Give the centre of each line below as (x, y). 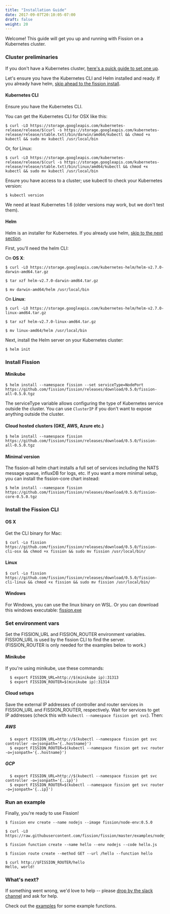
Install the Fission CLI (32, 510)
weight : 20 (17, 24)
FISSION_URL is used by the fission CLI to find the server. (65, 640)
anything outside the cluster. (35, 414)
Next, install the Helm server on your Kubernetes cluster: (65, 340)
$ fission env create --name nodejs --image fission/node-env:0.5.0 (79, 822)
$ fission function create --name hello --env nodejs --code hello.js (81, 844)
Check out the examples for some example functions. (61, 906)
